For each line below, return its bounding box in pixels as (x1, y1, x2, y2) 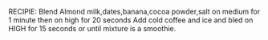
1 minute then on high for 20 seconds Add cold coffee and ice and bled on (8, 15, 254, 25)
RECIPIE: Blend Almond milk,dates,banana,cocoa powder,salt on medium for (8, 7, 261, 16)
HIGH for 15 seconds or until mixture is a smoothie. (8, 24, 177, 33)
